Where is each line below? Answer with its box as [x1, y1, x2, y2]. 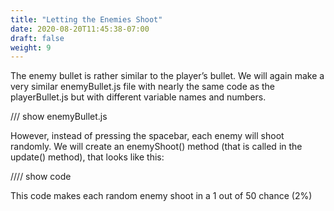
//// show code [10, 171, 72, 183]
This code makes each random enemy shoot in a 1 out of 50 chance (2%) [10, 190, 313, 202]
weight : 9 [10, 42, 52, 53]
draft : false [10, 33, 65, 43]
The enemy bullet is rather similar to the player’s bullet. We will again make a [10, 70, 325, 82]
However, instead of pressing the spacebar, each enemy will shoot [10, 130, 285, 142]
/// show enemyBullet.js [10, 111, 108, 123]
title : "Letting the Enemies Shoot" [10, 14, 163, 25]
